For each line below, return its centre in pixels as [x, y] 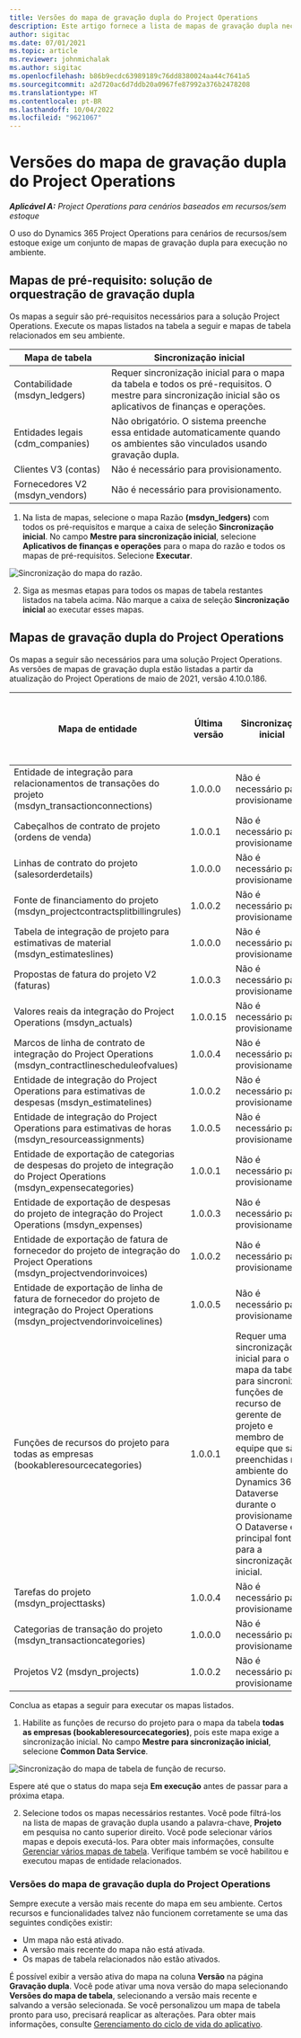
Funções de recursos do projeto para [92, 1442]
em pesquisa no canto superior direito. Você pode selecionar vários [147, 1832]
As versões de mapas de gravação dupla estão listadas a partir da [131, 669]
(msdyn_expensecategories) [74, 1187]
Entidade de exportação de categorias [94, 1154]
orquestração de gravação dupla [102, 294]
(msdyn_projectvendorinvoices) [81, 1272]
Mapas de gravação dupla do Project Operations [147, 638]
